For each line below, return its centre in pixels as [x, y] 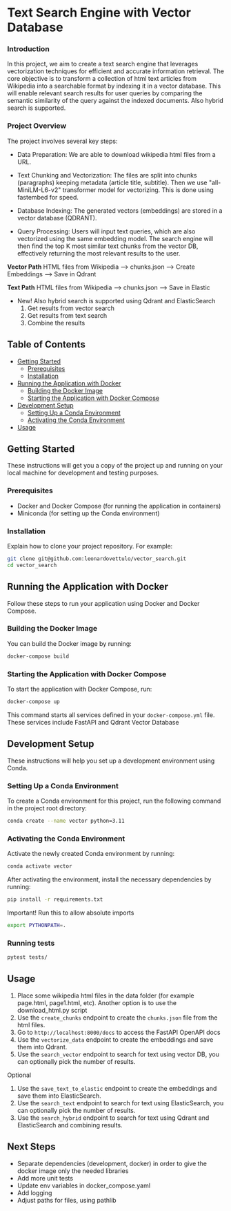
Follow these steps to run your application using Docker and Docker [103, 603]
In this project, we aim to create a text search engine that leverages [103, 64]
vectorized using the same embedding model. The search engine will [115, 238]
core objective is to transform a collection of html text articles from [102, 79]
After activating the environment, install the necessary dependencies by [109, 879]
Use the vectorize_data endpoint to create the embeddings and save [115, 1039]
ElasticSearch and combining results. [70, 1125]
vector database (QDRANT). [57, 218]
